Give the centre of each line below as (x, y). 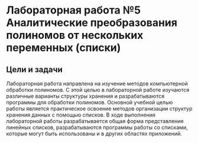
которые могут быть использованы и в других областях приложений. (94, 134)
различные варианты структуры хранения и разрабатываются (85, 96)
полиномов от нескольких (75, 35)
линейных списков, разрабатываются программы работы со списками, (97, 127)
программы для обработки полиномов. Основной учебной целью (90, 102)
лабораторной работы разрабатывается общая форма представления (95, 121)
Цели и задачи (35, 69)
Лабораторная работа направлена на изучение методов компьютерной (97, 84)
